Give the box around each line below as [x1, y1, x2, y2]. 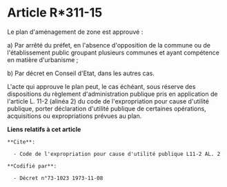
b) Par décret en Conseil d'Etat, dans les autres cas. [7, 69, 155, 77]
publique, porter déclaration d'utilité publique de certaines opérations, [7, 104, 206, 112]
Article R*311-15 [7, 5, 103, 21]
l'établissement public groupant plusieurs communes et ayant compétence [7, 48, 219, 57]
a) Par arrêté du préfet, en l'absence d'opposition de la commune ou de [7, 41, 210, 49]
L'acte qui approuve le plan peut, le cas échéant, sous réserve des [7, 82, 196, 90]
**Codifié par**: [7, 162, 57, 170]
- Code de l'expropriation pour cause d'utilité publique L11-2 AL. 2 [13, 150, 221, 157]
